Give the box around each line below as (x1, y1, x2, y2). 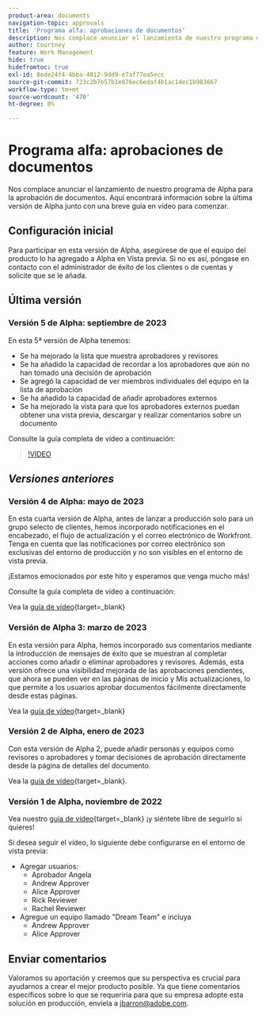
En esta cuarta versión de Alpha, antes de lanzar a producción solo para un (8, 514, 253, 524)
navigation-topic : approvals (8, 19, 104, 27)
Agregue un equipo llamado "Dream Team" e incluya (19, 912, 192, 922)
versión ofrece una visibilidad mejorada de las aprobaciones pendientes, (8, 665, 245, 675)
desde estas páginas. (8, 691, 78, 700)
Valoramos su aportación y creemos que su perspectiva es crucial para (8, 973, 241, 983)
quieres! (8, 822, 36, 832)
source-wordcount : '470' (8, 93, 90, 101)
